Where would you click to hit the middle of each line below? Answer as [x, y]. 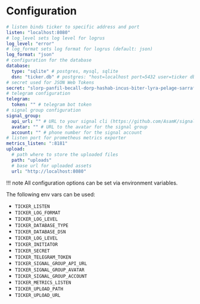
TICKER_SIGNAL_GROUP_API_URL [51, 263]
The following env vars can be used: [51, 194]
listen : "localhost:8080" [38, 32]
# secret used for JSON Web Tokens [50, 82]
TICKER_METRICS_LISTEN [43, 282]
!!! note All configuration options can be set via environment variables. [92, 183]
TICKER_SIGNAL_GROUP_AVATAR [49, 270]
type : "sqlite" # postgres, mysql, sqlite [65, 71]
